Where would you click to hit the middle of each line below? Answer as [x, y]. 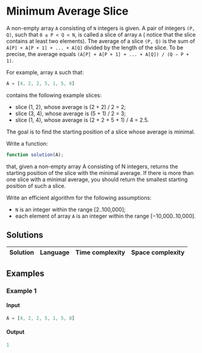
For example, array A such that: [45, 72]
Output [16, 332]
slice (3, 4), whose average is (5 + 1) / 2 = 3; [70, 113]
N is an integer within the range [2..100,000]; [70, 209]
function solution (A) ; [35, 155]
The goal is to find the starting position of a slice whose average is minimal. [101, 132]
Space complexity [158, 252]
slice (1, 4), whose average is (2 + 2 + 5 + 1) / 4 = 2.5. [82, 119]
